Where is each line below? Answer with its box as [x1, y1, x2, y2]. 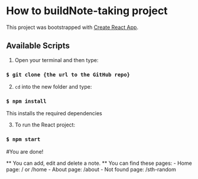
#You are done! [6, 148, 44, 155]
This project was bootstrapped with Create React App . [6, 24, 139, 31]
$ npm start [6, 136, 41, 143]
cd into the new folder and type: [14, 83, 92, 90]
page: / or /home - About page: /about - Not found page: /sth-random [6, 165, 176, 173]
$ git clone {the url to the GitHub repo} [6, 71, 130, 78]
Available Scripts [6, 41, 70, 51]
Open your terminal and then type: [14, 56, 99, 63]
